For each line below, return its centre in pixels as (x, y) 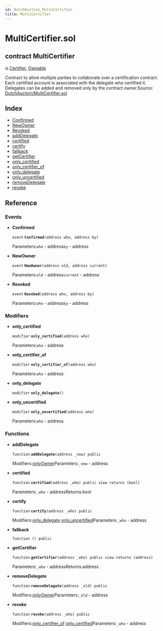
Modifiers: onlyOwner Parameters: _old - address (60, 595)
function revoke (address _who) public (51, 614)
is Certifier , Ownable (26, 68)
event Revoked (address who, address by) (53, 294)
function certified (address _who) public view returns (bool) (76, 483)
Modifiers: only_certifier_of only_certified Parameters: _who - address (79, 623)
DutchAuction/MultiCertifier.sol (36, 93)
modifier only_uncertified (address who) (53, 412)
